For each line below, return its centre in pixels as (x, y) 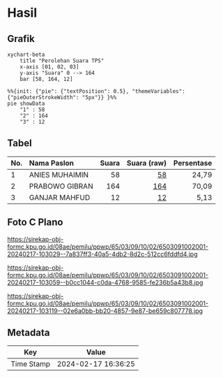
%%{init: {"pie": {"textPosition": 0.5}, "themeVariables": (97, 92)
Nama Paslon (52, 163)
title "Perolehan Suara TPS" (62, 61)
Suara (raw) (147, 163)
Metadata (29, 333)
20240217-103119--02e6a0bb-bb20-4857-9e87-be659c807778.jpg (105, 311)
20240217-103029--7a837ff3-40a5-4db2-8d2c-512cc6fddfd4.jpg (102, 254)
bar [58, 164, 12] (46, 79)
